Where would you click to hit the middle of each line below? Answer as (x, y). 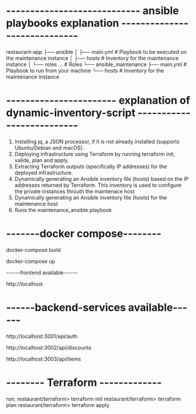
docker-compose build (33, 249)
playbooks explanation (63, 23)
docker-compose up (31, 261)
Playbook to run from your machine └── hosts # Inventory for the (85, 70)
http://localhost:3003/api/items (44, 359)
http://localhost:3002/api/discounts (49, 347)
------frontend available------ (42, 272)
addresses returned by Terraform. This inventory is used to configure (98, 185)
